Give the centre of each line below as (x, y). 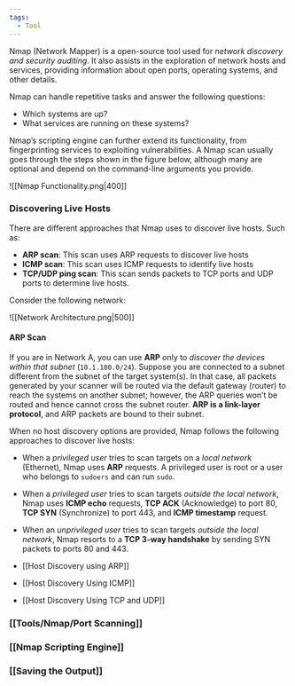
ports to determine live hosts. (76, 283)
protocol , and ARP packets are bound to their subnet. (107, 414)
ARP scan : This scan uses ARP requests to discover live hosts (136, 255)
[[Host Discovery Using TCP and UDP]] (93, 600)
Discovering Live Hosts (60, 209)
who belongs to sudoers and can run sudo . (98, 477)
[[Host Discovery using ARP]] (76, 566)
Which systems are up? (65, 114)
